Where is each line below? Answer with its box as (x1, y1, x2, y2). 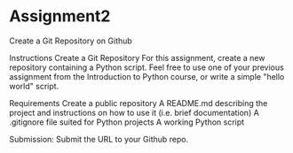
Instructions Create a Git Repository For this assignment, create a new (9, 52, 265, 63)
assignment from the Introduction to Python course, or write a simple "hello (9, 71, 285, 81)
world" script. (9, 80, 59, 91)
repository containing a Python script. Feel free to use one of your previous (9, 62, 284, 73)
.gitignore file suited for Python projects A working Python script (9, 117, 245, 127)
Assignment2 (9, 6, 111, 27)
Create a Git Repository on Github (9, 35, 133, 46)
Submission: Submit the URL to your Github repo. (9, 134, 189, 144)
